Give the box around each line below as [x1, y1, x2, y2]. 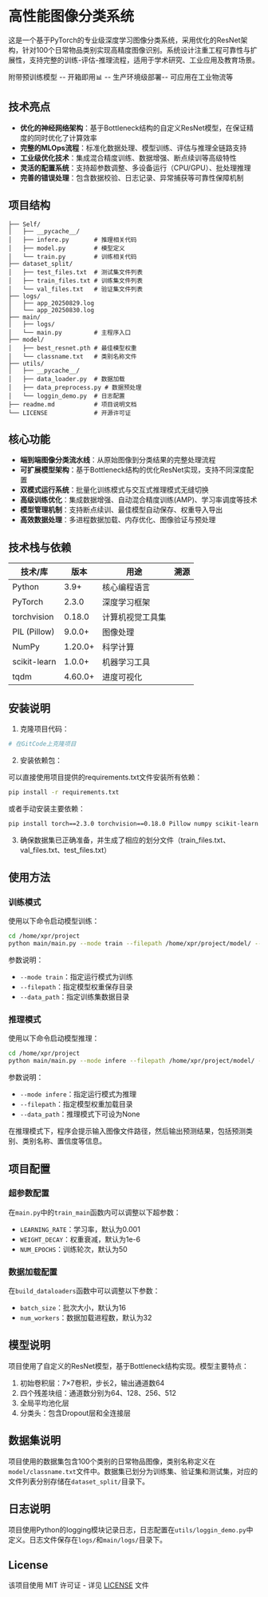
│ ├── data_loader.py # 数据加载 [8, 374, 125, 383]
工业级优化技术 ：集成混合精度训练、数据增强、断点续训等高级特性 [19, 153, 237, 162]
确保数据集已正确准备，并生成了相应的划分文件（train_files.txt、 [19, 835, 231, 845]
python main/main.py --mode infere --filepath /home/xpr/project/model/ [8, 1057, 255, 1065]
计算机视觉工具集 [102, 612, 167, 623]
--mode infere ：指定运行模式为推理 [19, 1089, 137, 1099]
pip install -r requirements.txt [8, 788, 120, 796]
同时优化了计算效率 [33, 133, 97, 142]
